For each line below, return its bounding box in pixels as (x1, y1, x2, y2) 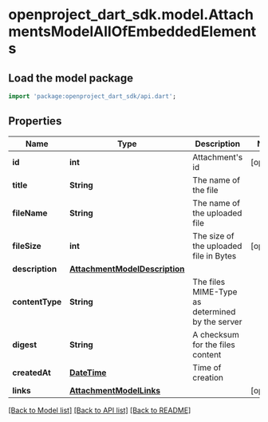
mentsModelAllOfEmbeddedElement (8, 22, 257, 41)
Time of (192, 361, 222, 373)
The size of (192, 230, 235, 241)
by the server (192, 316, 242, 327)
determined (192, 306, 236, 317)
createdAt (12, 367, 52, 378)
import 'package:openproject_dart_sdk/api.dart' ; (8, 93, 177, 101)
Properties (8, 114, 62, 128)
